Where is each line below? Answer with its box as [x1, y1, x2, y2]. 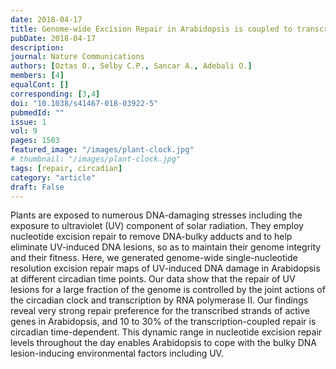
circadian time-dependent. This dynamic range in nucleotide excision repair [10, 326, 323, 338]
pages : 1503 [10, 136, 60, 146]
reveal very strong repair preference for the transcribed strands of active [10, 305, 311, 317]
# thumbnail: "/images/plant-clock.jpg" [10, 154, 182, 164]
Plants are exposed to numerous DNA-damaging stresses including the [10, 209, 303, 221]
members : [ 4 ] [10, 71, 65, 81]
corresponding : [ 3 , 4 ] [10, 89, 101, 99]
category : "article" [10, 172, 97, 183]
